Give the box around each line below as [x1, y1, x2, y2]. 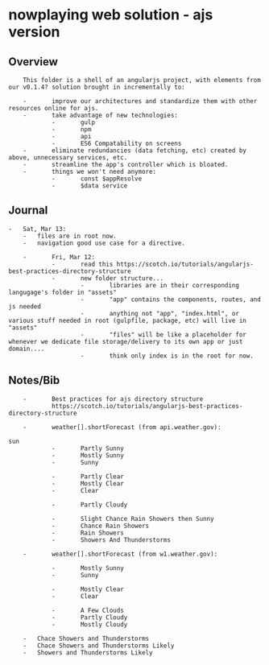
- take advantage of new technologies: [23, 111, 179, 119]
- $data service [51, 182, 128, 190]
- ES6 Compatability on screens [51, 139, 182, 147]
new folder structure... [80, 274, 163, 283]
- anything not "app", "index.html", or [80, 309, 240, 317]
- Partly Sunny [51, 444, 125, 452]
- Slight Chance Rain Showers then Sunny [51, 514, 215, 522]
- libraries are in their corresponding [80, 281, 240, 289]
